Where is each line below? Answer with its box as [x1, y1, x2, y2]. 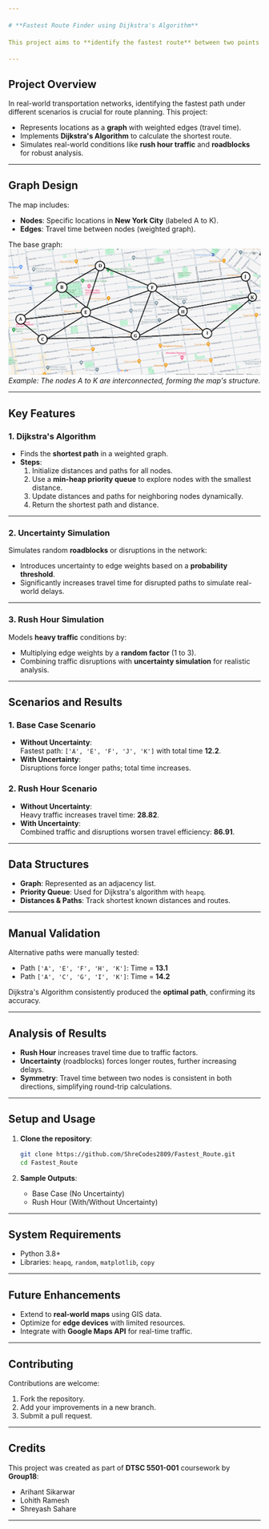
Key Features [8, 407, 76, 420]
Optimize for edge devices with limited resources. [19, 1318, 186, 1328]
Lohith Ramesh [19, 1495, 70, 1505]
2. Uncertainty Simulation [8, 527, 110, 538]
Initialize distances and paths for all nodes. [31, 465, 174, 476]
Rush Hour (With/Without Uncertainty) [31, 1197, 159, 1206]
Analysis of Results [8, 1026, 107, 1040]
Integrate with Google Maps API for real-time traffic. [19, 1326, 193, 1336]
